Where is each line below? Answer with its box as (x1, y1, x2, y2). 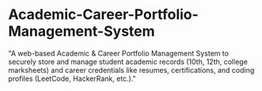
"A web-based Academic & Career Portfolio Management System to (8, 48, 230, 58)
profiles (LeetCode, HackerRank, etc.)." (8, 74, 136, 83)
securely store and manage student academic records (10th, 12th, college (8, 57, 248, 66)
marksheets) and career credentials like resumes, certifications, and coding (8, 65, 255, 74)
